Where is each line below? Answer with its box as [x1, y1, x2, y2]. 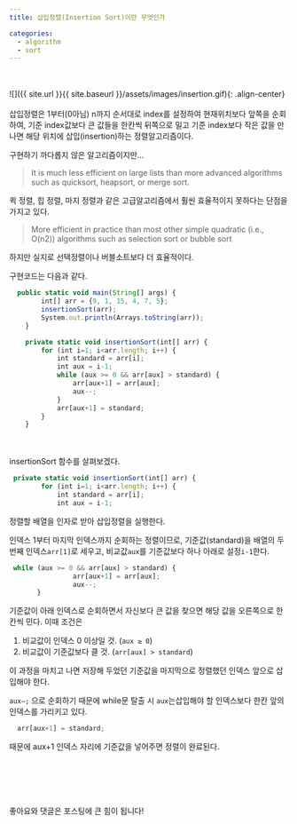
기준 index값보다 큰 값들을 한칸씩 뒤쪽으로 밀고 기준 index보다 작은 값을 [27, 120, 276, 131]
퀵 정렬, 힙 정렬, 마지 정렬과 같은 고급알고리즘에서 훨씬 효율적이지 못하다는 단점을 [9, 195, 288, 206]
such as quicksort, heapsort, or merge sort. [30, 177, 191, 187]
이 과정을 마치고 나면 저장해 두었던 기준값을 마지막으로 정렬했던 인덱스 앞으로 [9, 665, 275, 676]
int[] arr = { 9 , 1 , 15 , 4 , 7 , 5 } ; [41, 297, 168, 306]
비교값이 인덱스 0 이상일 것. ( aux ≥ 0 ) [21, 636, 153, 646]
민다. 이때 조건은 [25, 616, 82, 627]
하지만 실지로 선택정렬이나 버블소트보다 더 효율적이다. [9, 252, 194, 263]
